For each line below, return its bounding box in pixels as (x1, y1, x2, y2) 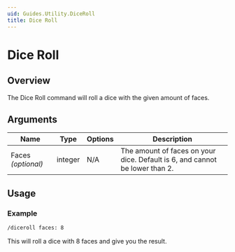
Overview (7, 75, 51, 87)
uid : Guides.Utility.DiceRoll (7, 10, 96, 17)
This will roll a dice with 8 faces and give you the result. (7, 237, 167, 245)
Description (152, 134, 192, 144)
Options (86, 134, 114, 144)
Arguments (7, 113, 58, 125)
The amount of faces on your (120, 146, 216, 156)
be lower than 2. (120, 164, 174, 174)
